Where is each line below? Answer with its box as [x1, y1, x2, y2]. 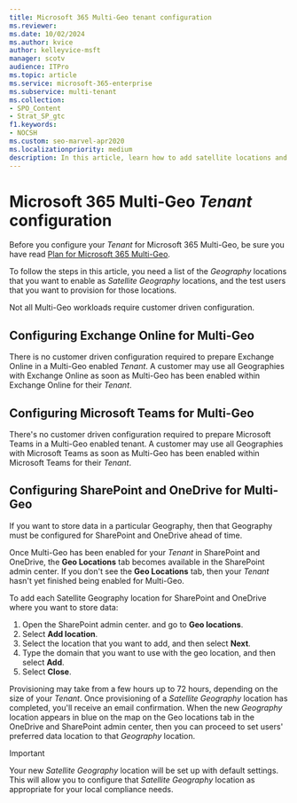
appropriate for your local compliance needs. [9, 783, 175, 794]
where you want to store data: [9, 602, 119, 612]
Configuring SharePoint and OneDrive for [9, 483, 242, 498]
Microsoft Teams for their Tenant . [9, 458, 131, 468]
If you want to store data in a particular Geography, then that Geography [9, 520, 273, 531]
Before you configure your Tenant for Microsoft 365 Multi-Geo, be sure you [9, 240, 285, 250]
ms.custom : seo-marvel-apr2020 [9, 137, 125, 146]
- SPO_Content [9, 104, 62, 113]
